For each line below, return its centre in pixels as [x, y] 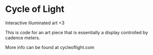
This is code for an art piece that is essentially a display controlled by [77, 32]
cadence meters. [23, 38]
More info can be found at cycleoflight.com [50, 47]
